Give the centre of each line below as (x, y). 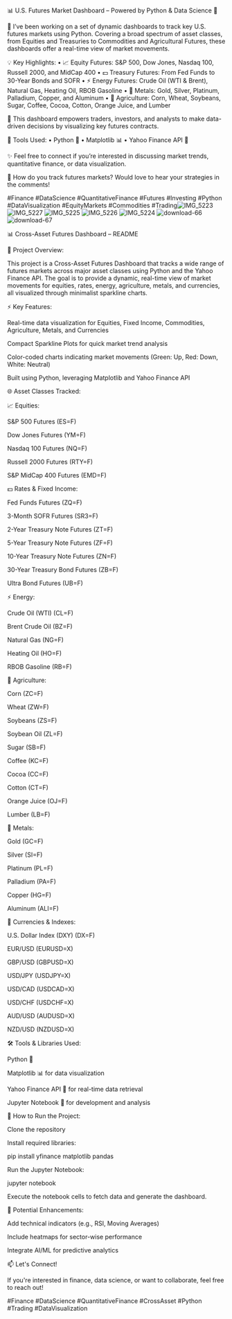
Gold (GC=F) (25, 841)
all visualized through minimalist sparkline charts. (77, 293)
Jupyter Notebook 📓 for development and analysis (79, 1102)
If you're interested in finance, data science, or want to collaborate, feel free (116, 1280)
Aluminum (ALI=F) (33, 908)
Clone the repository (36, 1129)
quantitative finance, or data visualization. (67, 164)
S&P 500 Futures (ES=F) (42, 421)
